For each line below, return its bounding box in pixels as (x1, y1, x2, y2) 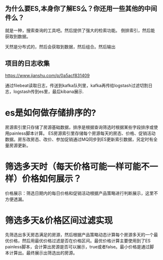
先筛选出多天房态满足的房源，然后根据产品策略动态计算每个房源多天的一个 (5, 232, 154, 238)
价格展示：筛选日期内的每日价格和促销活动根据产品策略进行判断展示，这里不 (5, 190, 158, 196)
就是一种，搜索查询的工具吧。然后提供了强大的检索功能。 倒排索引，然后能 (5, 27, 155, 33)
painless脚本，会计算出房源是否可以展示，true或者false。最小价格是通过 (5, 244, 150, 250)
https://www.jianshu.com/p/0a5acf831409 (5, 72, 90, 78)
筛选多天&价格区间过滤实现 (5, 215, 113, 226)
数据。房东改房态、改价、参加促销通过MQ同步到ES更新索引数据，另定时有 (5, 136, 154, 142)
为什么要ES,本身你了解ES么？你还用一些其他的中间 (5, 4, 158, 13)
